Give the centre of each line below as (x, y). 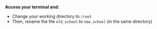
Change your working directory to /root (52, 16)
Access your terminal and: (32, 7)
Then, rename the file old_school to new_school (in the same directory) (82, 22)
